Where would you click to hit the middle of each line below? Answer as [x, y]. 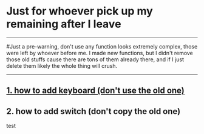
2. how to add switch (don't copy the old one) [93, 111]
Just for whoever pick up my [80, 11]
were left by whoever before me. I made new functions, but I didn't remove [100, 53]
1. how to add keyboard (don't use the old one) [96, 91]
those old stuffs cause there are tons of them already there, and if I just [95, 59]
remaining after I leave [64, 24]
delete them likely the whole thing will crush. [62, 65]
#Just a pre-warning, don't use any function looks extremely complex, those [102, 46]
